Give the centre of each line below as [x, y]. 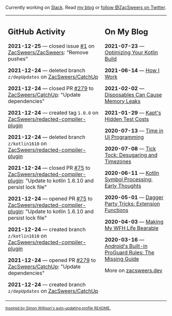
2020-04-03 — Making [134, 222]
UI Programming [124, 137]
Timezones [118, 161]
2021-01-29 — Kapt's [133, 112]
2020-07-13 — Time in [134, 130]
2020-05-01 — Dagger [134, 197]
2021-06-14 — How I [132, 70]
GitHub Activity [37, 32]
